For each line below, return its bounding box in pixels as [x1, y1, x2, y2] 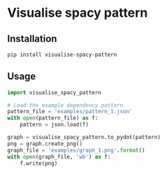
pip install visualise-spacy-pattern [7, 51, 117, 58]
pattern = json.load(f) [20, 121, 89, 129]
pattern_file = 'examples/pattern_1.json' [7, 108, 133, 115]
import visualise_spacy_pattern [7, 89, 101, 96]
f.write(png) [20, 159, 58, 167]
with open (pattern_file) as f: [7, 115, 99, 122]
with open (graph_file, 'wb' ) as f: [7, 153, 111, 160]
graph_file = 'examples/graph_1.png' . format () [7, 147, 145, 154]
